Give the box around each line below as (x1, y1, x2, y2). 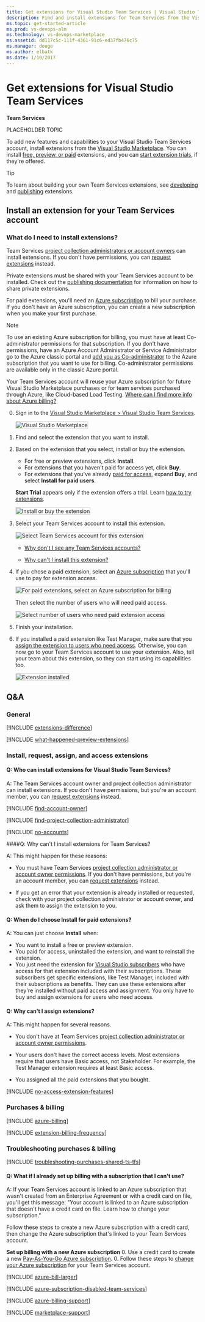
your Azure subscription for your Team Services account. (6, 1261, 151, 1269)
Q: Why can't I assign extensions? (6, 1007, 95, 1015)
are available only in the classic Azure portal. (6, 366, 119, 373)
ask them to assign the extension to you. (15, 902, 117, 909)
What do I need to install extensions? (6, 233, 118, 242)
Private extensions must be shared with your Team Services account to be (6, 272, 193, 279)
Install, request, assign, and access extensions (6, 751, 148, 760)
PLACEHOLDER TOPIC (6, 126, 63, 133)
